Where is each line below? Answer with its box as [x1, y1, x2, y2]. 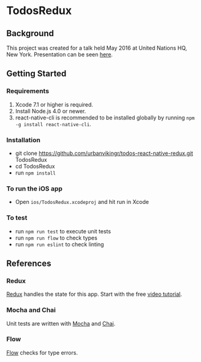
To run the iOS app [6, 184, 63, 193]
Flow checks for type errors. [6, 349, 78, 356]
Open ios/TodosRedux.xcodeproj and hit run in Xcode [15, 198, 149, 206]
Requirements [6, 87, 50, 96]
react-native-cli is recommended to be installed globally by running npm [15, 114, 195, 121]
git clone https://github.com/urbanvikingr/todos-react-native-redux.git [15, 149, 193, 157]
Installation [6, 135, 41, 144]
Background [6, 28, 54, 39]
